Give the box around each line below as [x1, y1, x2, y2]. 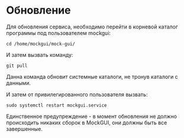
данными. [6, 79, 31, 86]
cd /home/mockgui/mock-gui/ [6, 41, 76, 47]
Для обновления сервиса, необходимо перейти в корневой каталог [6, 23, 179, 30]
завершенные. [6, 125, 43, 132]
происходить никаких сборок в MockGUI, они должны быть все [6, 119, 167, 126]
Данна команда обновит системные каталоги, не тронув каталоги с [6, 73, 179, 80]
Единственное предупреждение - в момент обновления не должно [6, 113, 177, 120]
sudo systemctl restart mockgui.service [6, 102, 108, 108]
